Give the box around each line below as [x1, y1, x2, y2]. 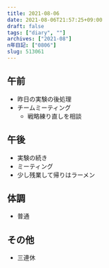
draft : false [7, 23, 45, 29]
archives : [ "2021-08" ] [7, 36, 72, 42]
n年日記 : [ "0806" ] [7, 42, 57, 49]
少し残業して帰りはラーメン [16, 171, 95, 179]
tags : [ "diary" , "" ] [7, 29, 66, 36]
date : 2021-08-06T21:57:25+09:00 [7, 16, 103, 23]
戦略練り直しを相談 [27, 112, 82, 120]
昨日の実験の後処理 [16, 95, 72, 103]
